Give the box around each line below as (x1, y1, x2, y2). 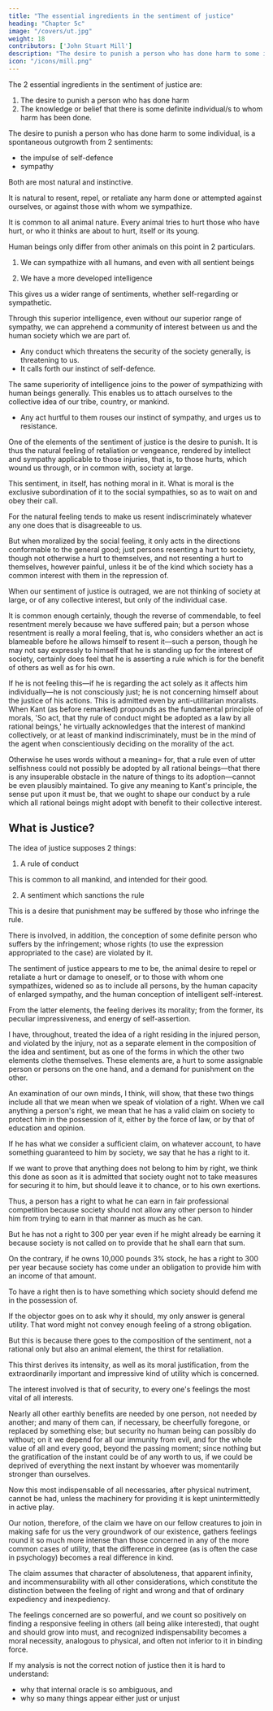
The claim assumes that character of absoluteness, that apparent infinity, (8, 1568, 253, 1578)
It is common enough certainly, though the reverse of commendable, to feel (8, 611, 262, 620)
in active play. (8, 1502, 55, 1512)
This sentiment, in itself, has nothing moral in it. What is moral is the (8, 478, 234, 488)
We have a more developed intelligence (19, 273, 153, 283)
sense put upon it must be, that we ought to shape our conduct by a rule (8, 789, 250, 799)
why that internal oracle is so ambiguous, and (19, 1684, 173, 1694)
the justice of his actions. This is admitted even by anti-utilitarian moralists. (8, 695, 258, 705)
